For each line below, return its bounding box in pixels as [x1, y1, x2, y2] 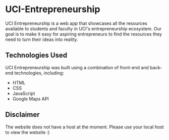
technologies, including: [14, 70, 64, 76]
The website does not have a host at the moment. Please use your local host [5, 124, 164, 130]
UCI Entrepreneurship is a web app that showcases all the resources [5, 20, 147, 26]
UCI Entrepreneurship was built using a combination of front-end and [5, 64, 149, 70]
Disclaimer [5, 110, 40, 119]
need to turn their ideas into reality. [5, 36, 78, 42]
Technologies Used [5, 51, 67, 60]
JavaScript [12, 90, 35, 97]
